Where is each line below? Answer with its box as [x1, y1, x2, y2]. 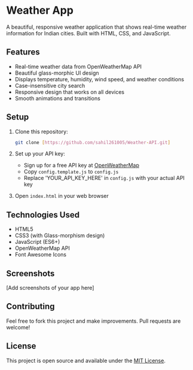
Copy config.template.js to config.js [23, 168, 119, 175]
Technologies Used [6, 210, 79, 220]
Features [6, 47, 40, 57]
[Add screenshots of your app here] [6, 285, 94, 292]
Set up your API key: [14, 150, 66, 157]
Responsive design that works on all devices [14, 88, 124, 96]
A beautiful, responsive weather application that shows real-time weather [6, 23, 187, 30]
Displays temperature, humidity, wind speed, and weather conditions [14, 75, 184, 82]
